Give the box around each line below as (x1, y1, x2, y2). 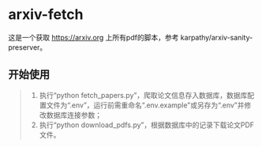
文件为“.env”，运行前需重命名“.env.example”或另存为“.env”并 (46, 100, 245, 110)
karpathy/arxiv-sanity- (180, 32, 253, 42)
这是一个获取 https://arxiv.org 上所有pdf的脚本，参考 (8, 32, 179, 42)
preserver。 (8, 42, 47, 52)
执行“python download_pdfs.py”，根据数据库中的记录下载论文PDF (39, 120, 255, 130)
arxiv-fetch (8, 6, 84, 24)
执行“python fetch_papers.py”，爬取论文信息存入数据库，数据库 (39, 90, 248, 100)
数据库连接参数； (46, 110, 103, 119)
